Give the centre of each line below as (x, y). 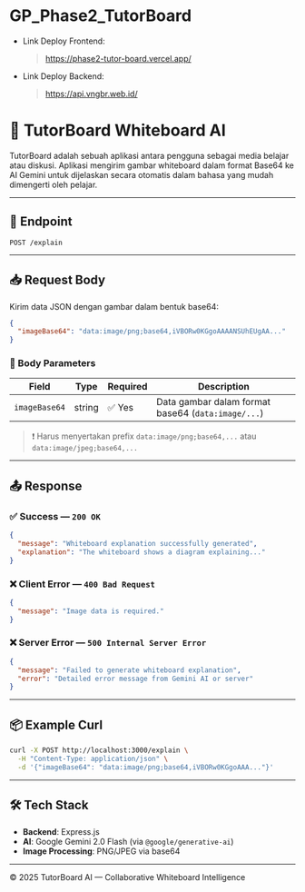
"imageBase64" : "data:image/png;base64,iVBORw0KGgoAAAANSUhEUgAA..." (152, 332)
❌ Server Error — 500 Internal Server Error (108, 643)
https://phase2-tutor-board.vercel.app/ (118, 58)
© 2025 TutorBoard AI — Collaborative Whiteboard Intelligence (128, 877)
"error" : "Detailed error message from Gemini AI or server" (136, 679)
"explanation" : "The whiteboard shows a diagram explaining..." (142, 552)
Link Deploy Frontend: (64, 41)
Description (224, 387)
